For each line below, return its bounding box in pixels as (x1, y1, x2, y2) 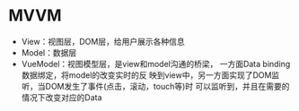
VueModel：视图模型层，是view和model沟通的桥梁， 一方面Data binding (21, 58, 291, 69)
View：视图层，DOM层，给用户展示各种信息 (21, 36, 185, 47)
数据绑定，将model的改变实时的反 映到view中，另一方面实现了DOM (21, 69, 272, 81)
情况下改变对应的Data (21, 91, 102, 103)
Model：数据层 (21, 47, 77, 58)
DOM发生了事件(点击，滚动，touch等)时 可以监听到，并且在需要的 (45, 81, 290, 91)
